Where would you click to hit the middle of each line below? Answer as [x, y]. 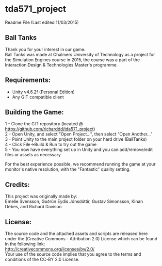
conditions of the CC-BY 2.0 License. [42, 259]
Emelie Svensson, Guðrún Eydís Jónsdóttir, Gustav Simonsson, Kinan [74, 201]
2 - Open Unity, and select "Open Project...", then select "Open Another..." [79, 134]
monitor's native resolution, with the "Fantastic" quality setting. [68, 169]
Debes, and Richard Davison [33, 207]
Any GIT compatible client [38, 97]
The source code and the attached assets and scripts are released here [76, 233]
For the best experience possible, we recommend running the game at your [81, 164]
